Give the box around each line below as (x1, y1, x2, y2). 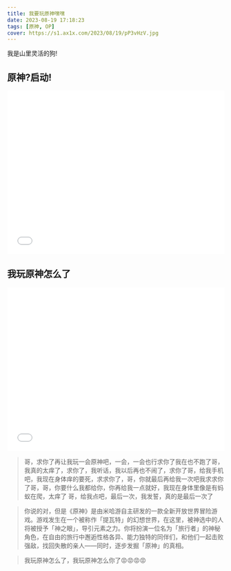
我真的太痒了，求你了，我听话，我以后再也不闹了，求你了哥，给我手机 (23, 466, 224, 474)
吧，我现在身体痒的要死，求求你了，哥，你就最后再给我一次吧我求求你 (23, 475, 224, 483)
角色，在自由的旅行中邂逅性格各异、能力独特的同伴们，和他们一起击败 (23, 532, 224, 541)
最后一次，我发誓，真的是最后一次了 (110, 492, 214, 500)
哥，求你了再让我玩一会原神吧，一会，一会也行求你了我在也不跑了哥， (23, 457, 224, 466)
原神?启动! (7, 71, 52, 83)
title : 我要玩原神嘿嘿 (7, 10, 66, 17)
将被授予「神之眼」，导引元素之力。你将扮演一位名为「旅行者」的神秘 (23, 524, 221, 532)
